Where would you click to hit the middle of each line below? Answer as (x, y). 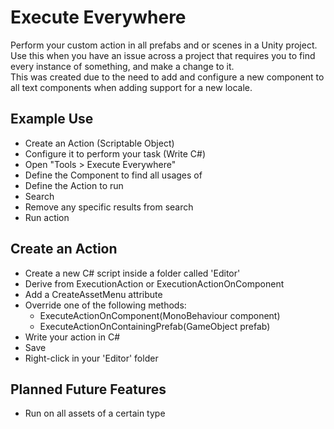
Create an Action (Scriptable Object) (99, 143)
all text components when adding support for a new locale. (131, 87)
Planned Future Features (88, 389)
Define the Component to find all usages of (113, 175)
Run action (47, 217)
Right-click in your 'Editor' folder (91, 358)
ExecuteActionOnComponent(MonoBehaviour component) (160, 315)
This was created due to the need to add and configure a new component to (167, 77)
